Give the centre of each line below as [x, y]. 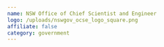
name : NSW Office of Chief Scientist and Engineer [82, 13]
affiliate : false [32, 26]
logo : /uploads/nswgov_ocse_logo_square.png [73, 20]
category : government [39, 33]
